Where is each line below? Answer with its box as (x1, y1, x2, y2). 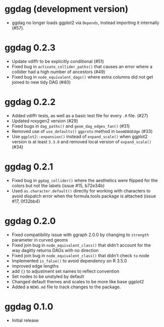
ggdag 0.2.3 (4, 42, 56, 54)
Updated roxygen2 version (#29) (11, 118, 78, 124)
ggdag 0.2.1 (4, 161, 54, 172)
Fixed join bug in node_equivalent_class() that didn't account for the (11, 242, 151, 248)
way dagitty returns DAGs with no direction (11, 247, 99, 253)
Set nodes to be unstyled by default (11, 273, 84, 279)
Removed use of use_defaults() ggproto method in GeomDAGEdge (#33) (11, 128, 153, 134)
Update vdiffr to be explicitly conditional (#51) (11, 58, 104, 64)
